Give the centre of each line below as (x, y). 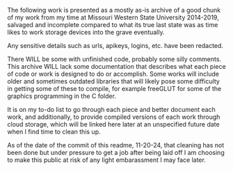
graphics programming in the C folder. (62, 96)
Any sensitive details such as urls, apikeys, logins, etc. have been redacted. (115, 46)
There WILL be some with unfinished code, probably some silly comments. (114, 59)
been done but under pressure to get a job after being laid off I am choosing (116, 153)
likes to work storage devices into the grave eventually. (86, 32)
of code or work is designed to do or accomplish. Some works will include (113, 74)
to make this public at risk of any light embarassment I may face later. (107, 160)
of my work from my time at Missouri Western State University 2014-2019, (113, 17)
